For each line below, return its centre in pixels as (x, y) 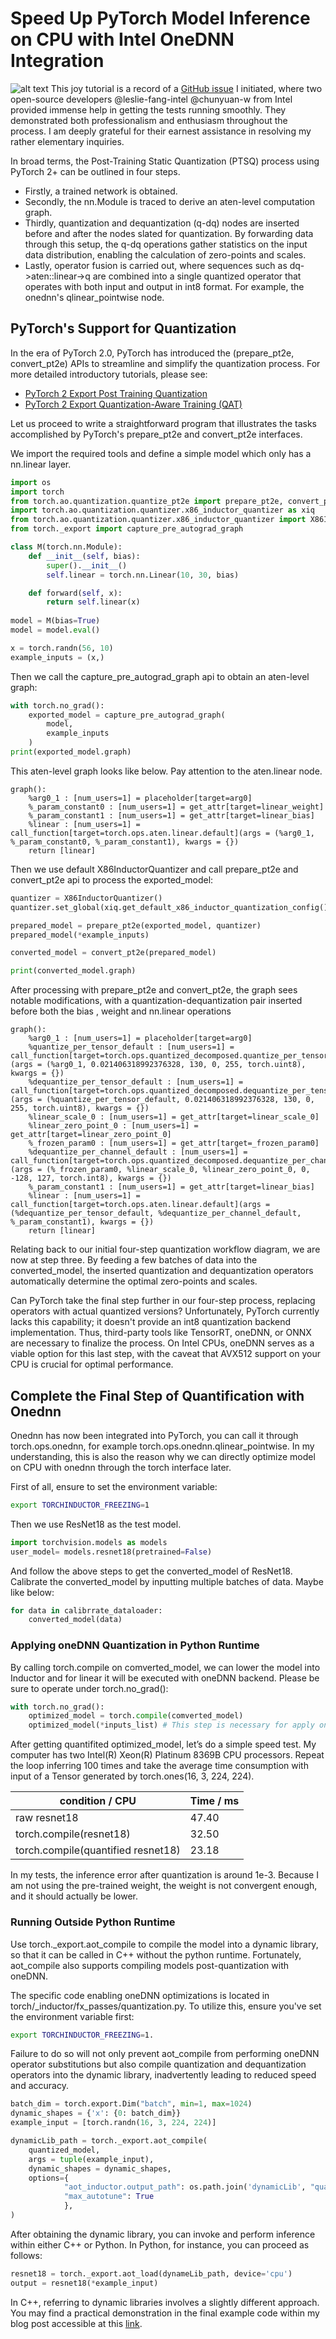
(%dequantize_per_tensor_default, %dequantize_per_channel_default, (156, 1213)
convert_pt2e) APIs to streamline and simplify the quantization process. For (165, 363)
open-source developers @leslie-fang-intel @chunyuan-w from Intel (151, 99)
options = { (49, 2178)
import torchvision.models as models (89, 1542)
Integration (57, 61)
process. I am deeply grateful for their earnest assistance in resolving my (161, 131)
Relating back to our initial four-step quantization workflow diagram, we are (165, 1249)
